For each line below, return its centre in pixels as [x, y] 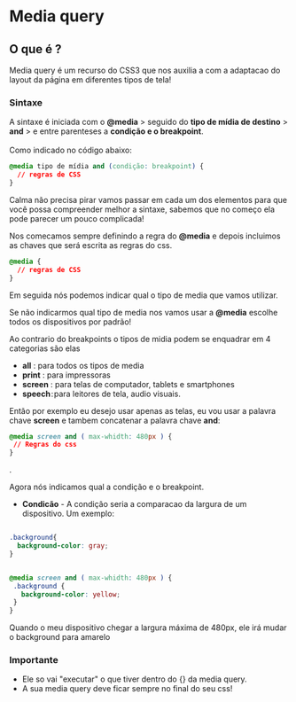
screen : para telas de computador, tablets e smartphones [128, 384]
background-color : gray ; [63, 546]
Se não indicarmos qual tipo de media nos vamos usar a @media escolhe [144, 312]
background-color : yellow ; [71, 594]
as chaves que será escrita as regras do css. [91, 245]
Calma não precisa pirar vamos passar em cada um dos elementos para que [148, 199]
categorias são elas [45, 348]
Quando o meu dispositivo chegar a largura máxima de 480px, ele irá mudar [148, 628]
